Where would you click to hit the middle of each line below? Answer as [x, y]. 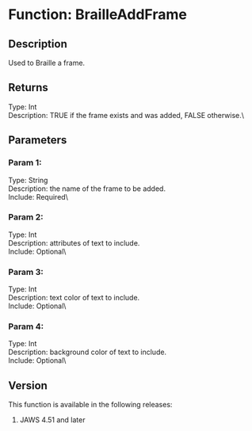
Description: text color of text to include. [74, 298]
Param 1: [25, 162]
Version [28, 385]
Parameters [38, 140]
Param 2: [26, 217]
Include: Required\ [38, 196]
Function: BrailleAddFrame [98, 15]
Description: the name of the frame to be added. [87, 189]
